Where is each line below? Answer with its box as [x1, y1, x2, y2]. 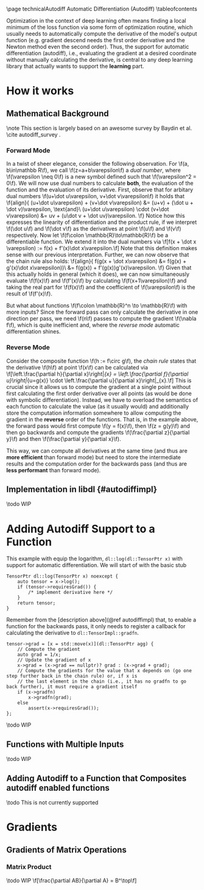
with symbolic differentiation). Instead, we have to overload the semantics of [6, 396, 199, 403]
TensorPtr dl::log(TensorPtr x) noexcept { [6, 573, 119, 580]
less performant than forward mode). [6, 466, 101, 473]
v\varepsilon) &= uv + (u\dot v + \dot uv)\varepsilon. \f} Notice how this [6, 212, 185, 220]
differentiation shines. [6, 328, 61, 335]
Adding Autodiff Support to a [6, 522, 155, 536]
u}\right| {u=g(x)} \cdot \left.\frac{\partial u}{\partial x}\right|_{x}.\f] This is [6, 376, 192, 384]
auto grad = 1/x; [17, 651, 62, 658]
